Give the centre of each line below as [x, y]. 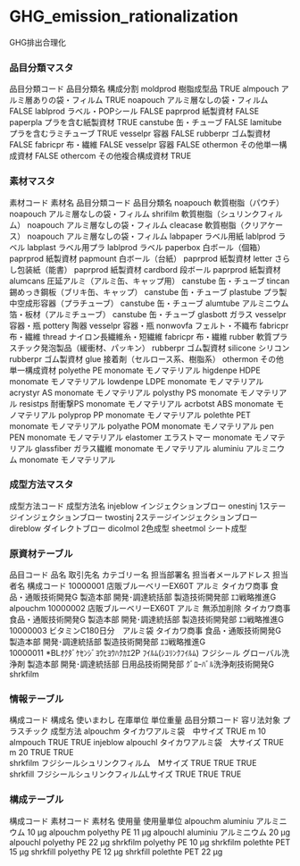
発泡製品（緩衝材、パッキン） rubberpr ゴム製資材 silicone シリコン [165, 348]
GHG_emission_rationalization [124, 17]
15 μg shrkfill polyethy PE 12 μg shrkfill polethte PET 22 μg [116, 852]
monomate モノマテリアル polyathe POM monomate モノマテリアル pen [142, 425]
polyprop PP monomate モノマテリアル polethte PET [154, 415]
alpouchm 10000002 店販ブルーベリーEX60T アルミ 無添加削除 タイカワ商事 [150, 609]
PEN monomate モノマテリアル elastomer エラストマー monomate [131, 437]
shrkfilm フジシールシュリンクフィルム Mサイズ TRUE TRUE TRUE [133, 763]
